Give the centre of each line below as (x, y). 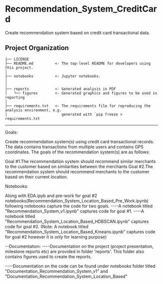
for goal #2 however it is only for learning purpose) (56, 237)
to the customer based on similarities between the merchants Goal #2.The (79, 167)
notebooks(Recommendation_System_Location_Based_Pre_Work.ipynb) (77, 200)
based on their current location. (37, 177)
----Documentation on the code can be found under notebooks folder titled (80, 266)
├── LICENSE (17, 59)
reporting (15, 97)
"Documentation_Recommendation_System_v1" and (57, 271)
